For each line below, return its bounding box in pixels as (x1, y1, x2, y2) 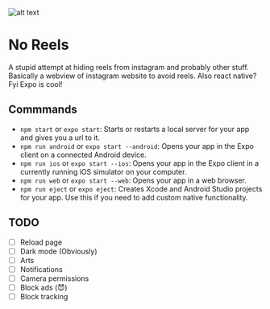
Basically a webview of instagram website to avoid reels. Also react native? (8, 71, 257, 80)
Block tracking (19, 291, 69, 301)
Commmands (8, 103, 78, 117)
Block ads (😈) (19, 282, 68, 292)
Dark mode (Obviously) (19, 246, 98, 256)
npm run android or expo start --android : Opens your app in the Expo (19, 141, 254, 150)
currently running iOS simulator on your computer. (19, 167, 187, 176)
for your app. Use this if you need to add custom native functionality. (19, 192, 248, 202)
